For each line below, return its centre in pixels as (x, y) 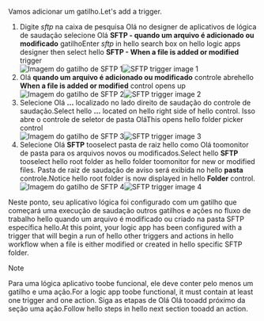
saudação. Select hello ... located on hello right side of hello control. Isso (137, 111)
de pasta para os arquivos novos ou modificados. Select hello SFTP (129, 153)
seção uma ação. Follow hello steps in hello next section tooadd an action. (128, 309)
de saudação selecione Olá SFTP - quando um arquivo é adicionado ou (137, 35)
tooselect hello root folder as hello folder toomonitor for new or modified (137, 161)
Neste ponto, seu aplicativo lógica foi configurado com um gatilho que (123, 202)
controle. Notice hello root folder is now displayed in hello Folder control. (137, 178)
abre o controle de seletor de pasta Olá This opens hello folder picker (131, 119)
